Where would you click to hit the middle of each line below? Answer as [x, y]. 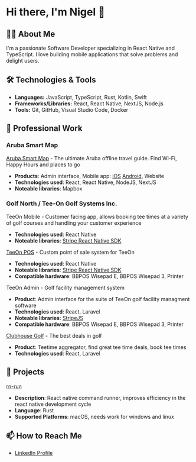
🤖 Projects [25, 372]
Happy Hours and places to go [43, 164]
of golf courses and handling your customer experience [74, 223]
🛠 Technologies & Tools [51, 80]
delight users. [23, 61]
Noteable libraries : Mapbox [48, 188]
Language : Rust [34, 410]
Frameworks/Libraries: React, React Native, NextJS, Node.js [89, 104]
